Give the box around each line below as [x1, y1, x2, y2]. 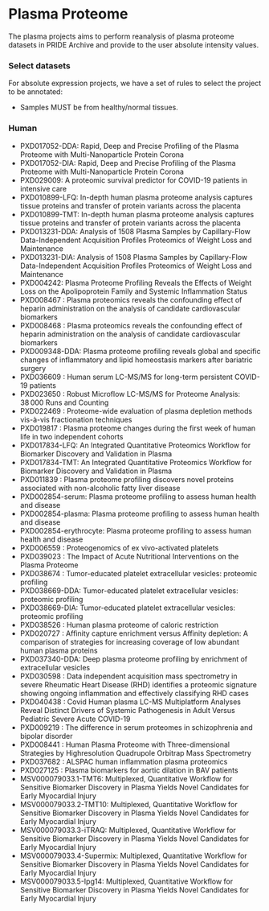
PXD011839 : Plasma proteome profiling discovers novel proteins [19, 474, 234, 484]
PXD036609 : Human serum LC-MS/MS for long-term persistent [19, 372, 233, 381]
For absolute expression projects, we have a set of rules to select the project [8, 78, 262, 89]
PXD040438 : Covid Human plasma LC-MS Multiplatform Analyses [19, 697, 241, 707]
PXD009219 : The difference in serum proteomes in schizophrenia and [19, 722, 253, 732]
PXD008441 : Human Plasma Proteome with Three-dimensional [19, 740, 230, 749]
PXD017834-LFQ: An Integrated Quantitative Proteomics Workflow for [19, 440, 251, 450]
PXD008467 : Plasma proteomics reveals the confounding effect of [19, 295, 243, 304]
